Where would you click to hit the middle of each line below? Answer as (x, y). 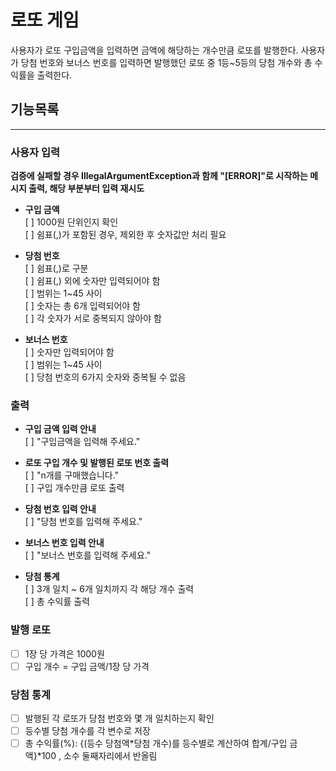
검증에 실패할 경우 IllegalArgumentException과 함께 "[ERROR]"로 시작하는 (159, 176)
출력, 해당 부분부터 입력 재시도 (86, 188)
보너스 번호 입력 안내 (64, 543)
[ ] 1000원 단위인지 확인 (71, 222)
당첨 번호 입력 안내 (60, 509)
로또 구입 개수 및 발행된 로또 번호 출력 (97, 463)
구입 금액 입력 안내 (60, 429)
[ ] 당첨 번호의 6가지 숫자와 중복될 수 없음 (105, 377)
